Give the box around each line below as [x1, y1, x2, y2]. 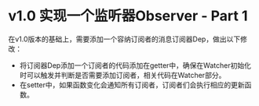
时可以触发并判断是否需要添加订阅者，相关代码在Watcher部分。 [19, 70, 226, 79]
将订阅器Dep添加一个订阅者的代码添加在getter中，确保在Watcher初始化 [19, 60, 251, 70]
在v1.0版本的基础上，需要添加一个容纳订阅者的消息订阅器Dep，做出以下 [8, 34, 241, 44]
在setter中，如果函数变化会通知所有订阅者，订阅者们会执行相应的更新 [19, 79, 245, 90]
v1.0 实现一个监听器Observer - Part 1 [8, 7, 249, 25]
